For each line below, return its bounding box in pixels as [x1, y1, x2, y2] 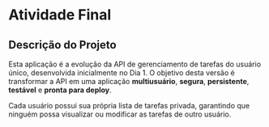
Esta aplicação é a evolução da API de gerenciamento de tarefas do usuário [8, 59, 262, 69]
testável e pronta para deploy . [8, 85, 112, 95]
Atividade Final [8, 6, 112, 24]
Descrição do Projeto [8, 38, 117, 52]
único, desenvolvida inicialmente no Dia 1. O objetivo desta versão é [8, 68, 235, 78]
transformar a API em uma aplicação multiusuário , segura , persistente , [8, 77, 250, 86]
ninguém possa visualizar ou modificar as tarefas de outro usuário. [8, 109, 232, 119]
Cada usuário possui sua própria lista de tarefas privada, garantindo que [8, 101, 250, 110]
